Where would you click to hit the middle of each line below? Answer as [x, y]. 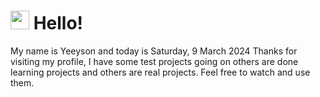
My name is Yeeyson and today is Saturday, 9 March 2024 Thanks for [154, 51]
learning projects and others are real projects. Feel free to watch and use [160, 72]
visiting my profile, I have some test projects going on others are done [154, 61]
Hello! [58, 23]
